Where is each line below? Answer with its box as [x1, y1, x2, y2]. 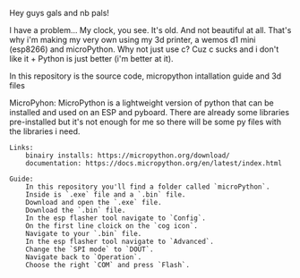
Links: [9, 143, 34, 152]
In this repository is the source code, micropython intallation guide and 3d [9, 71, 282, 81]
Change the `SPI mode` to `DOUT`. [25, 245, 154, 254]
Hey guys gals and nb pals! [9, 8, 110, 18]
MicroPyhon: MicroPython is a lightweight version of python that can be [9, 97, 275, 108]
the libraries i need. [9, 126, 81, 137]
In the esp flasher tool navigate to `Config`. [25, 214, 206, 223]
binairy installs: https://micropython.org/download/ [25, 151, 230, 160]
